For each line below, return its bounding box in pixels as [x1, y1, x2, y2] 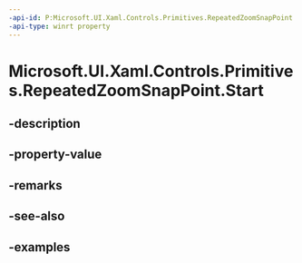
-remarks [8, 178, 63, 193]
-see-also [8, 209, 65, 224]
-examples [8, 239, 71, 255]
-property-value [8, 147, 102, 162]
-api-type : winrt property [8, 22, 111, 31]
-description [8, 116, 81, 131]
